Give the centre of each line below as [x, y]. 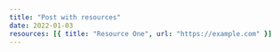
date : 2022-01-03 [41, 26]
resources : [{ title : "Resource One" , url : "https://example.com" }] [141, 33]
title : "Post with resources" [65, 17]
